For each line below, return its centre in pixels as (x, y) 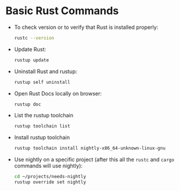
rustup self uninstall (42, 82)
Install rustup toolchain (42, 137)
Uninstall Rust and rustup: (46, 71)
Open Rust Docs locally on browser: (58, 93)
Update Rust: (30, 49)
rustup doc (28, 104)
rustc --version (34, 38)
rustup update (31, 60)
